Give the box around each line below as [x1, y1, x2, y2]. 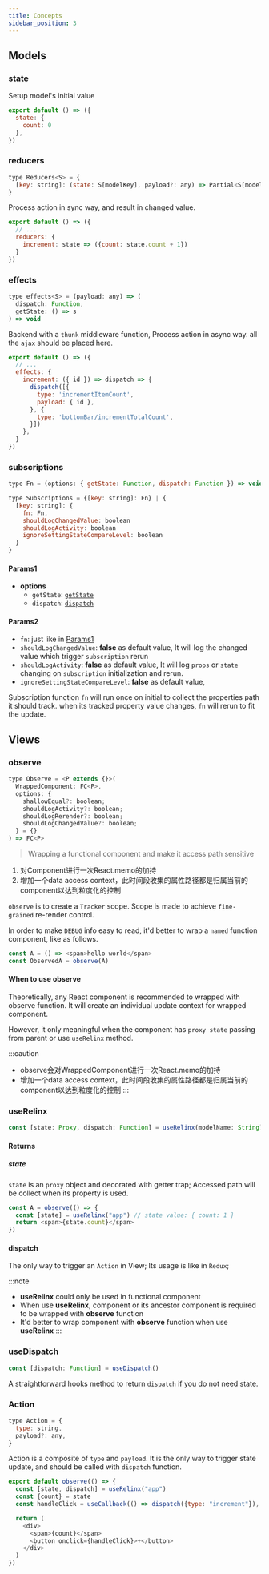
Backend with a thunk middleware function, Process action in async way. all [8, 329, 258, 339]
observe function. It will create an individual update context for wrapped [8, 1001, 247, 1010]
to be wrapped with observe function [19, 1309, 144, 1319]
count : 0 [22, 121, 52, 129]
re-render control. [35, 910, 94, 920]
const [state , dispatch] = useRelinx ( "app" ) [15, 1485, 167, 1493]
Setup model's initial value [8, 91, 95, 101]
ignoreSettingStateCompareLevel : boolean [22, 532, 163, 540]
